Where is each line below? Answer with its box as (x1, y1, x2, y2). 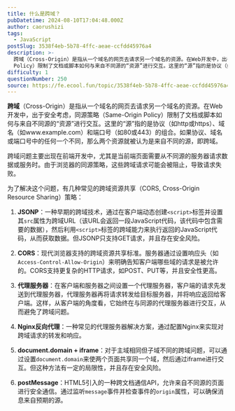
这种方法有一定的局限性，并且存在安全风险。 (36, 363, 165, 372)
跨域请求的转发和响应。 (17, 331, 85, 340)
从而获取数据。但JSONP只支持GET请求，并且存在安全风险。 (29, 234, 204, 242)
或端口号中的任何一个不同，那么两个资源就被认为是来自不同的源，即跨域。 (7, 137, 222, 146)
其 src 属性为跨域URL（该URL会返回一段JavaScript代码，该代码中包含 (17, 216, 217, 225)
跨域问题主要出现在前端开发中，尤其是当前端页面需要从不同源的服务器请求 (7, 152, 222, 160)
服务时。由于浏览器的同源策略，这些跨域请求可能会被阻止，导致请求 (19, 160, 215, 169)
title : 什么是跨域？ (7, 10, 61, 18)
